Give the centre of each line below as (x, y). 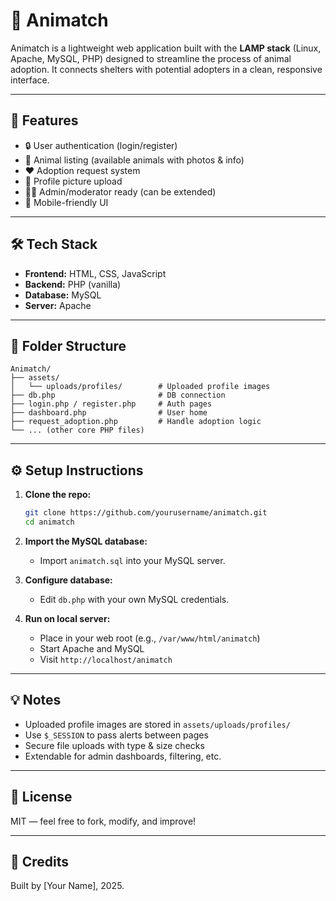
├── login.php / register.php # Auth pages (111, 404)
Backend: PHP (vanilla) (73, 284)
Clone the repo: (58, 495)
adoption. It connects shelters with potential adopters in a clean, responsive (166, 69)
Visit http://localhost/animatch (106, 659)
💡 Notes (36, 700)
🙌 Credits (40, 861)
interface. (30, 80)
